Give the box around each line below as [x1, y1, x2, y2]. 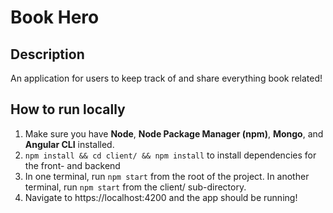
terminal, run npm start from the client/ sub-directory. [24, 181, 247, 193]
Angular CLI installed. [24, 138, 115, 150]
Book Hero [10, 6, 100, 29]
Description [10, 46, 85, 63]
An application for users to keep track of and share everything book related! [10, 72, 323, 84]
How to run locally [10, 101, 126, 118]
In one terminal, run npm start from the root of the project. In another [24, 170, 310, 182]
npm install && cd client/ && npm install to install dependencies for [24, 149, 317, 161]
